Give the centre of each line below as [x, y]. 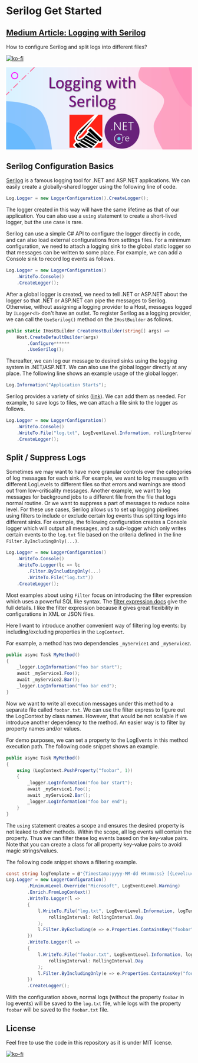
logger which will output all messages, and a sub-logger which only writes [96, 528]
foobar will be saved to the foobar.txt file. [57, 1010]
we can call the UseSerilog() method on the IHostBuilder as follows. [90, 319]
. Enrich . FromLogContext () [59, 892]
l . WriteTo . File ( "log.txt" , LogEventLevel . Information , [106, 911]
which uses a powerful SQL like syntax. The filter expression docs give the [97, 601]
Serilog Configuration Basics [60, 166]
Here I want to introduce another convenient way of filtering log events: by [96, 625]
